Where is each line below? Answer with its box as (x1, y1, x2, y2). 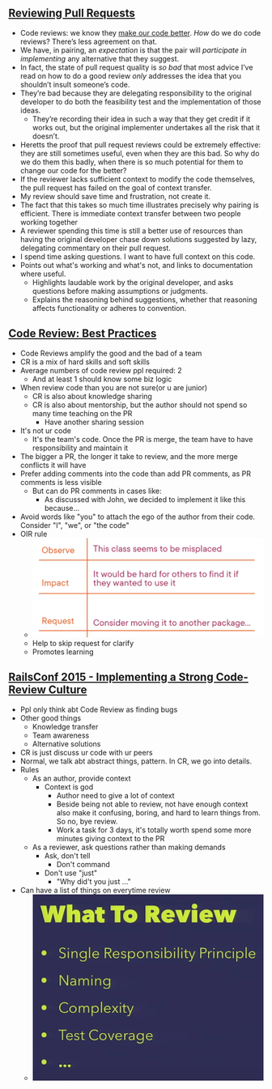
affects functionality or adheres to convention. (32, 303, 187, 313)
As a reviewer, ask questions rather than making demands (32, 842, 226, 852)
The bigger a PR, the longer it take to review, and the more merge (19, 451, 239, 461)
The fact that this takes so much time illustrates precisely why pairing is (19, 200, 259, 210)
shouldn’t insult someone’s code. (19, 79, 130, 89)
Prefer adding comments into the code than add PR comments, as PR (19, 469, 251, 479)
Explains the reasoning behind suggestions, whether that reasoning (32, 295, 257, 304)
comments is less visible (19, 477, 103, 487)
